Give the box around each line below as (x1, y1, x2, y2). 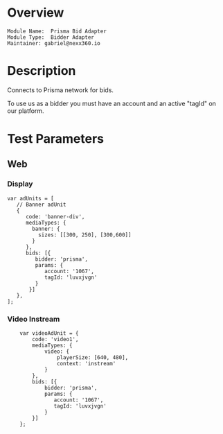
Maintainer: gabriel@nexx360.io (7, 40, 100, 46)
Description (7, 63, 76, 79)
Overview (7, 5, 64, 21)
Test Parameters (7, 131, 105, 147)
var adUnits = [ (7, 195, 54, 202)
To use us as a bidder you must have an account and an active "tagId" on (7, 99, 217, 107)
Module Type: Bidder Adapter (7, 33, 95, 41)
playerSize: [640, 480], (56, 354, 129, 361)
